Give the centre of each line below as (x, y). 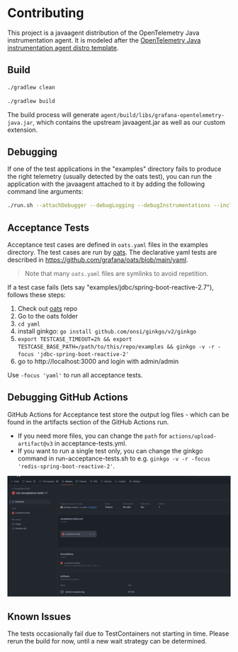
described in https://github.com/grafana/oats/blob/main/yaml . (98, 260)
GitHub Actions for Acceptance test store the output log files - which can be (118, 414)
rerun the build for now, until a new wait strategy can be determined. (107, 641)
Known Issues (39, 616)
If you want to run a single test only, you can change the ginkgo (110, 451)
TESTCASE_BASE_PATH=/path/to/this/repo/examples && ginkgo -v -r (116, 347)
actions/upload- (193, 436)
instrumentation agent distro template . (63, 48)
